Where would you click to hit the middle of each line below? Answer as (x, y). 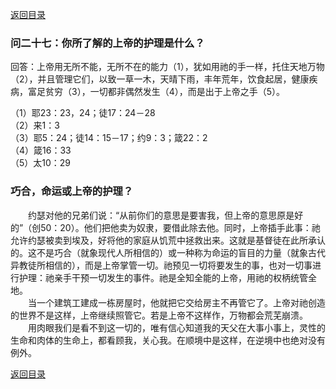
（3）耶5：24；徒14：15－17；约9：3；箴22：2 (109, 138)
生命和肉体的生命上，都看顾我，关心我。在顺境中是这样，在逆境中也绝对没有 (168, 340)
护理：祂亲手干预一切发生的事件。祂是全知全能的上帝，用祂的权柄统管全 (167, 277)
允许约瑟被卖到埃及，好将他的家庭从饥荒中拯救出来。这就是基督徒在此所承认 (168, 240)
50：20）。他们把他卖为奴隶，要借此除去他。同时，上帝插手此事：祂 (180, 227)
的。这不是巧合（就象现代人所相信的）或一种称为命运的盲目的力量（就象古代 (168, 252)
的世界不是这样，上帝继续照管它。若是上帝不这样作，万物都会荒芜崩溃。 (159, 315)
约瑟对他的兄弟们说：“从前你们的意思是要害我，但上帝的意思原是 (161, 215)
